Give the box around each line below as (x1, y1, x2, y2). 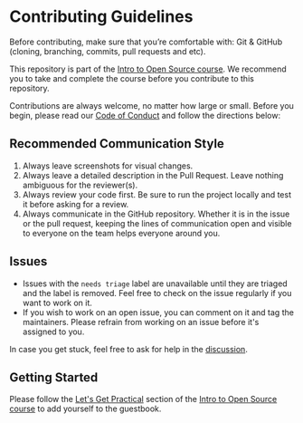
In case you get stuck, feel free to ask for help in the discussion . (9, 343, 249, 354)
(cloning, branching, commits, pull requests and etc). (9, 45, 206, 56)
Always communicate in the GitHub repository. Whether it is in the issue (22, 208, 290, 219)
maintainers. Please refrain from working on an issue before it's (22, 316, 260, 327)
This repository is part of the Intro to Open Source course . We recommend (9, 63, 287, 74)
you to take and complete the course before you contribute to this (9, 72, 255, 83)
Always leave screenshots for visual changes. (22, 160, 194, 171)
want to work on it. (22, 297, 92, 308)
